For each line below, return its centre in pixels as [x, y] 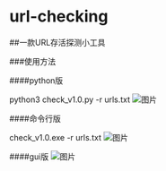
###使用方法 [33, 61]
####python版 [36, 80]
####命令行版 [35, 118]
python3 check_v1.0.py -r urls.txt [70, 99]
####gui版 [29, 156]
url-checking [59, 17]
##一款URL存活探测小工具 [57, 42]
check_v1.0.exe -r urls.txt [55, 137]
